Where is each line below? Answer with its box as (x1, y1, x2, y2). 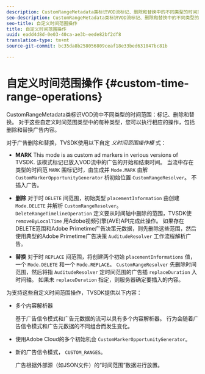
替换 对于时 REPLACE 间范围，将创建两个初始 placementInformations (15, 253, 184, 260)
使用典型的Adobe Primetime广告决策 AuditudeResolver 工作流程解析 (15, 232, 186, 240)
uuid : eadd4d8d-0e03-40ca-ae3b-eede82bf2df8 (6, 32, 121, 38)
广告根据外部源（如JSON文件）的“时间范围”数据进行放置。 (15, 361, 164, 369)
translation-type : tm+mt (6, 37, 70, 43)
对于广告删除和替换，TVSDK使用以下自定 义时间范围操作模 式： (6, 138, 167, 146)
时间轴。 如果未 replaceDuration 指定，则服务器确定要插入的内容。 (15, 276, 184, 283)
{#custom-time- (104, 77, 189, 90)
